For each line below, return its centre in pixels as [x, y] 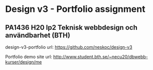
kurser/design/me [24, 62]
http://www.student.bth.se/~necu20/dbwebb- [101, 57]
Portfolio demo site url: [29, 57]
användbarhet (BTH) [38, 35]
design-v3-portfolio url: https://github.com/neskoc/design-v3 [69, 47]
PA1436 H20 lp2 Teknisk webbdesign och [71, 28]
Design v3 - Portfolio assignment [75, 9]
